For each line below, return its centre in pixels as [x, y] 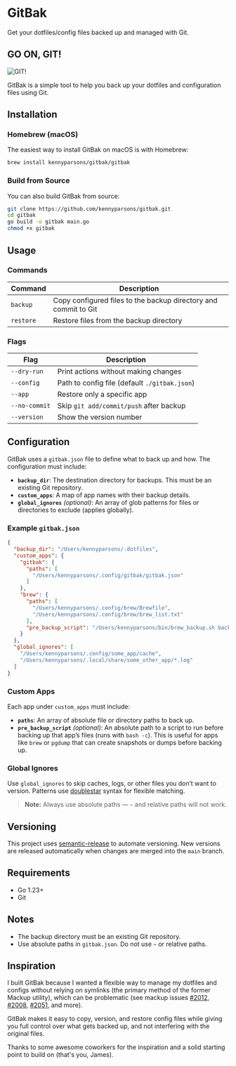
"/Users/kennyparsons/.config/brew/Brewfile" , [102, 608]
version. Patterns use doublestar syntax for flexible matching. [96, 791]
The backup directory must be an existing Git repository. [99, 936]
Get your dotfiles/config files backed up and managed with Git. [98, 32]
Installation [32, 115]
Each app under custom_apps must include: [69, 706]
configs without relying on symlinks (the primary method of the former [109, 990]
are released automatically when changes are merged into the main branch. [116, 850]
